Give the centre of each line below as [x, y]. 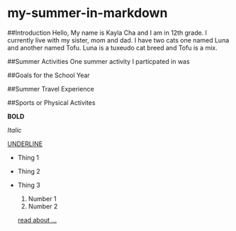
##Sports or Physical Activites [51, 102]
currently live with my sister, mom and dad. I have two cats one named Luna [118, 40]
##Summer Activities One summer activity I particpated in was [99, 61]
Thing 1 [28, 157]
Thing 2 [29, 171]
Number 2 [43, 206]
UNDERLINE [25, 144]
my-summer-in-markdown [88, 13]
